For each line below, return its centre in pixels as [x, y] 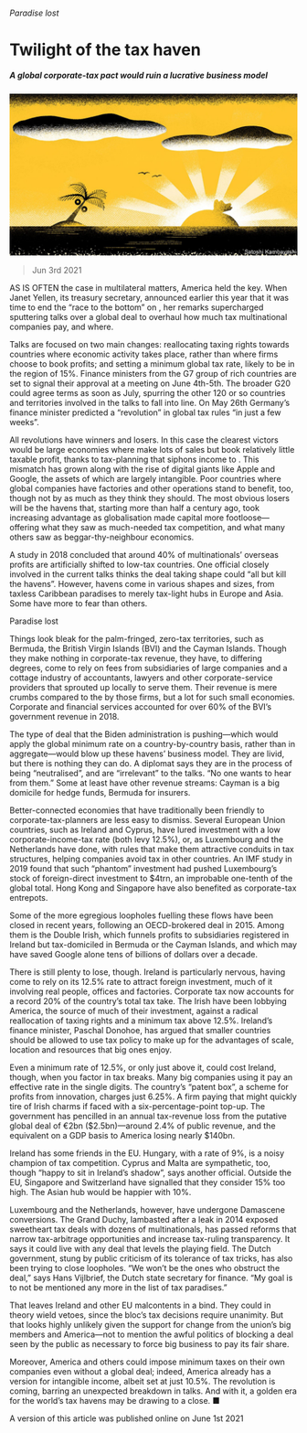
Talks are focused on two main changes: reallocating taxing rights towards [149, 345]
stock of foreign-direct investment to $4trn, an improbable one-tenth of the [151, 879]
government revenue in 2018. [64, 717]
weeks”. [24, 422]
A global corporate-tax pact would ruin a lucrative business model [138, 75]
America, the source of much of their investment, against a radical [134, 1011]
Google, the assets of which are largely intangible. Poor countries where [145, 479]
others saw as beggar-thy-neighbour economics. [102, 537]
